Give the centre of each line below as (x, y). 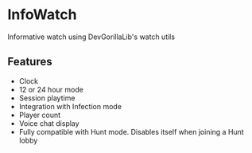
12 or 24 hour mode (51, 89)
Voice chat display (49, 123)
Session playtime (47, 98)
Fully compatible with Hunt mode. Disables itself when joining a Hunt (131, 131)
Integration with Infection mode (70, 106)
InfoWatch (42, 15)
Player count (40, 115)
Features (30, 62)
